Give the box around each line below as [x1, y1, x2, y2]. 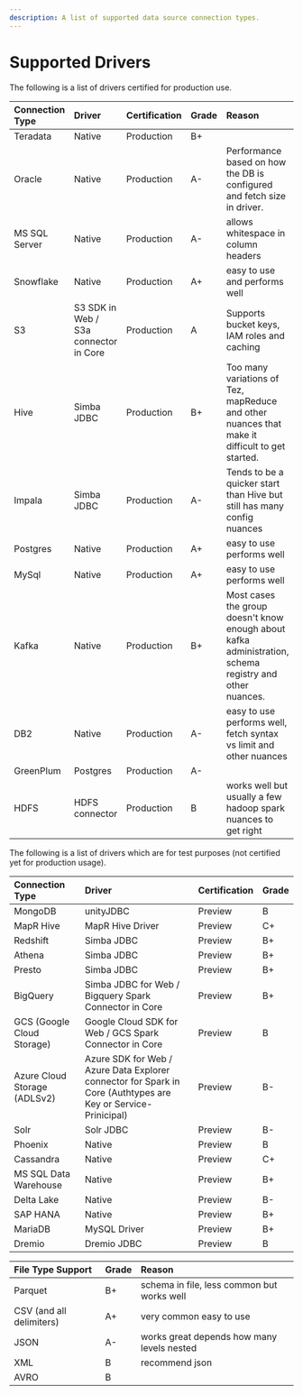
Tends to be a [225, 465, 284, 478]
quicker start [225, 477, 280, 490]
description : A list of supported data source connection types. [9, 13, 260, 23]
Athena [14, 949, 45, 961]
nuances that [225, 417, 282, 429]
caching [225, 340, 261, 353]
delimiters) [14, 1316, 60, 1328]
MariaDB [14, 1223, 51, 1235]
